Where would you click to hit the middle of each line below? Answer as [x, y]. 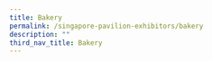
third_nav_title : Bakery [56, 43]
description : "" [40, 34]
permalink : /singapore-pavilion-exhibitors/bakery [106, 26]
